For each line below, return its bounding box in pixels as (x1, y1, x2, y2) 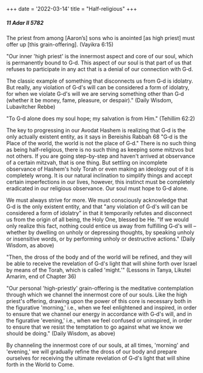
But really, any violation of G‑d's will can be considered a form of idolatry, (6, 83, 190, 91)
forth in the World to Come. (6, 361, 75, 368)
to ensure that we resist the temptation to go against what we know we (6, 323, 183, 330)
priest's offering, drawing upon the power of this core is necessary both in (6, 297, 192, 304)
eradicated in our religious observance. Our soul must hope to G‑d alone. (6, 185, 189, 192)
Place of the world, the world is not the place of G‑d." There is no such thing (6, 139, 196, 146)
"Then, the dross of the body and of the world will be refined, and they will (6, 253, 192, 261)
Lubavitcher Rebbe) (6, 103, 56, 110)
